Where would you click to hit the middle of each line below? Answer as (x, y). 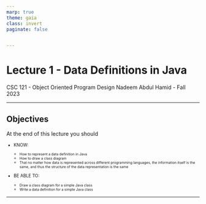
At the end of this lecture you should (52, 134)
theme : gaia (21, 18)
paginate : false (27, 29)
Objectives (28, 119)
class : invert (25, 23)
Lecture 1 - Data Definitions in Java (97, 70)
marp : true (20, 12)
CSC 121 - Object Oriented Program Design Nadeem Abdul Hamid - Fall (96, 87)
